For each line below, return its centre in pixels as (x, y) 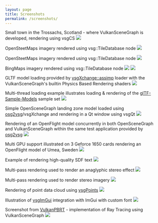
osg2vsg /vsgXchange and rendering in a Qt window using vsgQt (70, 114)
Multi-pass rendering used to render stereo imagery (57, 180)
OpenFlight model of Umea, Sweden (42, 150)
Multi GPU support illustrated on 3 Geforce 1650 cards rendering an (73, 144)
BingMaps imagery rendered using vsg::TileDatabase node (64, 68)
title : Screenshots (25, 14)
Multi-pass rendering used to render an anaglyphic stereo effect (70, 170)
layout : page (18, 10)
